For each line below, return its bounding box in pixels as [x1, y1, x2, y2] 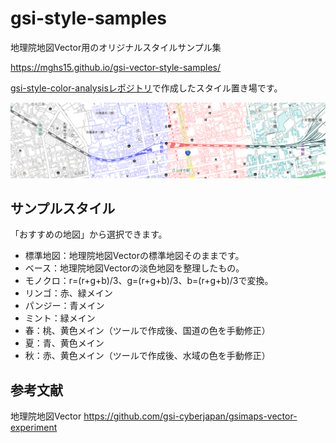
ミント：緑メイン [24, 312, 96, 324]
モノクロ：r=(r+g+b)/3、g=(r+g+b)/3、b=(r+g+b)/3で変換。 [24, 275, 274, 287]
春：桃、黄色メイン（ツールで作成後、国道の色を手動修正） [24, 325, 271, 337]
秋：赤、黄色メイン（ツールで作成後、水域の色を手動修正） [24, 350, 271, 362]
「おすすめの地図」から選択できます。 [10, 228, 168, 241]
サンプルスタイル [10, 200, 116, 217]
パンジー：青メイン [24, 300, 105, 312]
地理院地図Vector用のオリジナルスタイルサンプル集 [10, 41, 222, 53]
